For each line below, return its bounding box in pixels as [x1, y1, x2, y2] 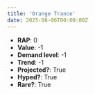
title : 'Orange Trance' [7, 10, 76, 17]
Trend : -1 [17, 58, 44, 66]
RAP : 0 [17, 36, 38, 44]
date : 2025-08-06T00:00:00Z [7, 17, 89, 24]
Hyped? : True [17, 72, 58, 81]
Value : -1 [17, 43, 44, 52]
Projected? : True [17, 65, 67, 74]
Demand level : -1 [17, 50, 67, 59]
